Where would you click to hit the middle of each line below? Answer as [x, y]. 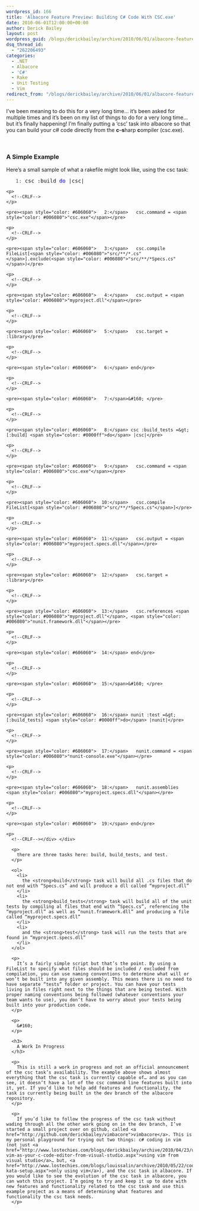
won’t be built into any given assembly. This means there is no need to [99, 979]
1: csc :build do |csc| [50, 181]
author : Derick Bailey [34, 28]
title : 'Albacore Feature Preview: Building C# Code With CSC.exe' [91, 17]
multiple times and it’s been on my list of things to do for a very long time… [97, 117]
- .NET [20, 61]
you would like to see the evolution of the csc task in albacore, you [96, 1176]
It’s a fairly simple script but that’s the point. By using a [97, 964]
